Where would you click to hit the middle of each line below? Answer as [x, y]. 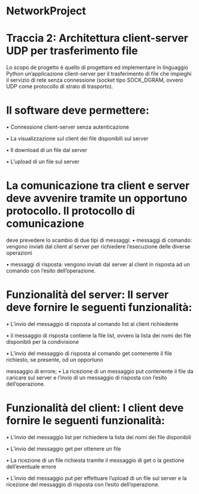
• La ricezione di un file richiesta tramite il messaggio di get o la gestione [95, 460]
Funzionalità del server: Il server [88, 295]
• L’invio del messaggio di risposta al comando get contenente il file [89, 353]
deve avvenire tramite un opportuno [97, 198]
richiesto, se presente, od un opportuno [55, 359]
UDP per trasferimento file [72, 51]
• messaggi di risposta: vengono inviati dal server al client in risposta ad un [98, 264]
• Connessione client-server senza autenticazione [68, 127]
